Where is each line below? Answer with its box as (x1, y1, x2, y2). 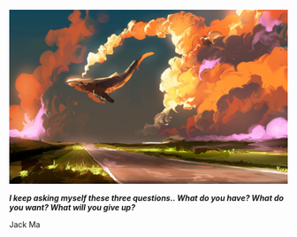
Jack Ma (9, 219, 41, 230)
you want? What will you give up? (9, 203, 136, 212)
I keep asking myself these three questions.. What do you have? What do (9, 193, 285, 203)
